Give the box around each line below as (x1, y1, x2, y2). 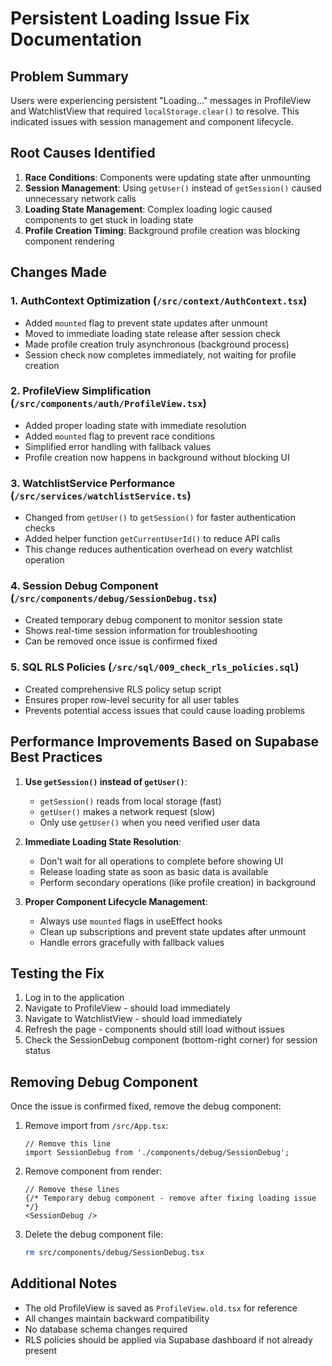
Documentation (10, 28, 143, 51)
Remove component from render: (24, 1165, 163, 1177)
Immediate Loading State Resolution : (24, 835, 182, 847)
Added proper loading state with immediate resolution (24, 419, 247, 431)
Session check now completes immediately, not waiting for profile (24, 348, 297, 361)
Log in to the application (24, 992, 125, 1004)
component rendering (24, 235, 115, 247)
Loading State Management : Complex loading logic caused (24, 203, 273, 215)
